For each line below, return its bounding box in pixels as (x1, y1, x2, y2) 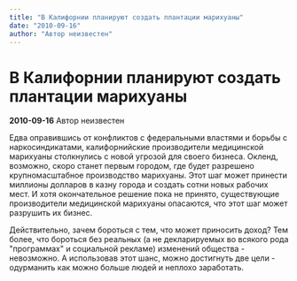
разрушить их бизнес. (9, 208, 93, 218)
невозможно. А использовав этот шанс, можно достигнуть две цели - (9, 253, 276, 263)
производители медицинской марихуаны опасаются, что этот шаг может (9, 198, 288, 209)
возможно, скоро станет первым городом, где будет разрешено (9, 161, 254, 171)
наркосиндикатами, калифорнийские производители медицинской (9, 142, 264, 153)
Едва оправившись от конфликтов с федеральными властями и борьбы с (9, 133, 288, 143)
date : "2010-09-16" (9, 21, 82, 30)
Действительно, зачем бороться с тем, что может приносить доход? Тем (9, 224, 289, 235)
